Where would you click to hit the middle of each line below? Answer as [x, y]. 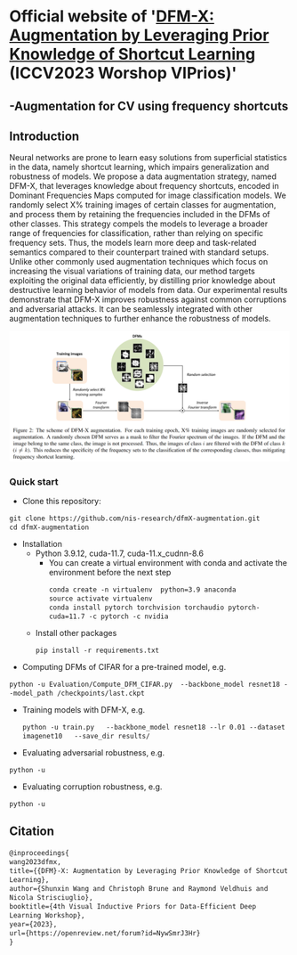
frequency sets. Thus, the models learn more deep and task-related [133, 243]
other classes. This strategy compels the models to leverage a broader [139, 224]
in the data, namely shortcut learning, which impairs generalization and [139, 167]
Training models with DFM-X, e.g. [84, 709]
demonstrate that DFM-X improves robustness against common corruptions [148, 299]
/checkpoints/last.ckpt [100, 693]
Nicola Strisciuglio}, [51, 897]
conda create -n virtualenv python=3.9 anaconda [142, 590]
